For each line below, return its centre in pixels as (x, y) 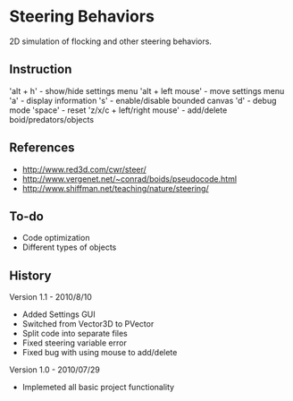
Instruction (41, 69)
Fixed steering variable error (74, 343)
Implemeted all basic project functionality (98, 388)
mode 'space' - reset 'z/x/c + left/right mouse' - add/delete (118, 110)
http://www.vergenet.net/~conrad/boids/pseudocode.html (130, 179)
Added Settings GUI (59, 314)
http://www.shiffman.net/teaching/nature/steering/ (115, 188)
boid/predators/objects (52, 119)
